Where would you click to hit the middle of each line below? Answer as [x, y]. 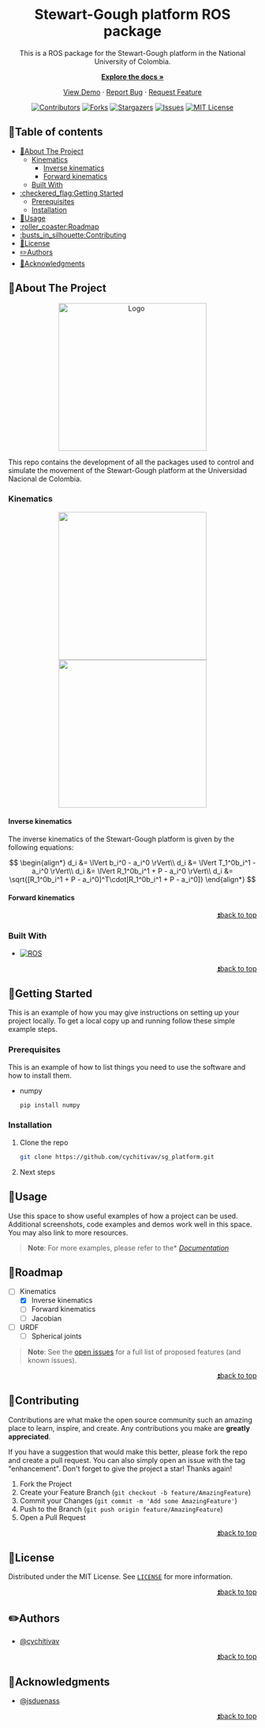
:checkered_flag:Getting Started [71, 193]
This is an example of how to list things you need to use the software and [127, 1067]
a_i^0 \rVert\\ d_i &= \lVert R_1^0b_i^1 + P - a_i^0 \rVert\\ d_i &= [132, 871]
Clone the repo [44, 1142]
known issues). [52, 1360]
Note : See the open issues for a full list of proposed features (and [134, 1352]
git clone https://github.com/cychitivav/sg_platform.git [117, 1156]
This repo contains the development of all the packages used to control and [131, 462]
